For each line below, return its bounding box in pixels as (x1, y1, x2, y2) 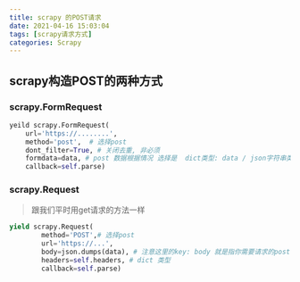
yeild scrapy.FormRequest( (9, 120, 110, 129)
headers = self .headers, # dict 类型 (41, 255, 171, 264)
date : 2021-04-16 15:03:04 (9, 21, 110, 30)
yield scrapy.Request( (9, 222, 94, 232)
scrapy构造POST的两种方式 (9, 73, 163, 88)
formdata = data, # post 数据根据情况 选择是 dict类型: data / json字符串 (25, 153, 287, 163)
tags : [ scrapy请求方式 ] (9, 29, 92, 38)
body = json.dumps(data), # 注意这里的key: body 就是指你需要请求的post (41, 247, 290, 257)
